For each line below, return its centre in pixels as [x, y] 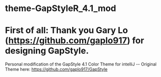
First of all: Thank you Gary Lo [66, 31]
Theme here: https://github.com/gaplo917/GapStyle [56, 69]
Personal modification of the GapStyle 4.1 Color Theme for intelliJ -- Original [81, 64]
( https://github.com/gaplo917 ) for [74, 41]
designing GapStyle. [47, 51]
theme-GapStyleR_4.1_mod [61, 8]
